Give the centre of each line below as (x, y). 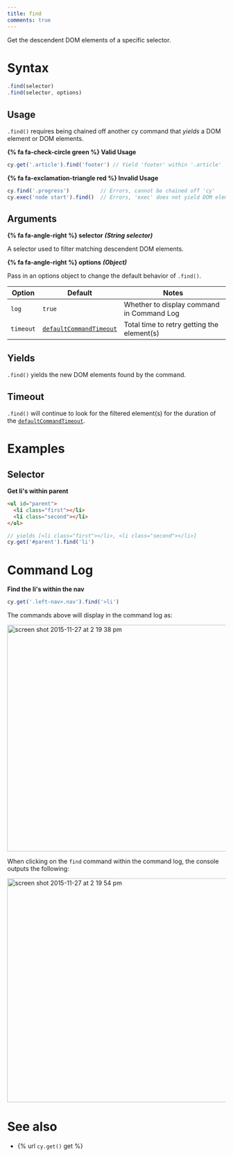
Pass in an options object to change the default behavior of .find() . (104, 276)
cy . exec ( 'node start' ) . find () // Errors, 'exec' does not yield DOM (110, 197)
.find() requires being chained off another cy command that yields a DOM (114, 131)
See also (32, 1127)
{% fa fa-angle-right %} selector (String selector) (80, 235)
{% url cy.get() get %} (50, 1146)
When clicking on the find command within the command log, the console (113, 861)
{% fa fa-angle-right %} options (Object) (67, 263)
